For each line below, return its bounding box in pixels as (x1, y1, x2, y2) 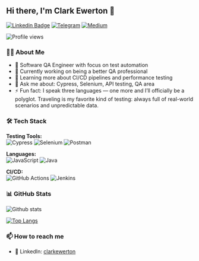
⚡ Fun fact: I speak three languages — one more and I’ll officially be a (14, 87, 185, 94)
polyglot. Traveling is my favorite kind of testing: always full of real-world (14, 96, 194, 103)
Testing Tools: (6, 133, 42, 140)
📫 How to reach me (6, 232, 64, 240)
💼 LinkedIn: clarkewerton (14, 248, 76, 255)
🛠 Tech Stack (6, 117, 47, 125)
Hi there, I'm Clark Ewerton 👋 (6, 6, 115, 16)
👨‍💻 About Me (6, 48, 45, 56)
